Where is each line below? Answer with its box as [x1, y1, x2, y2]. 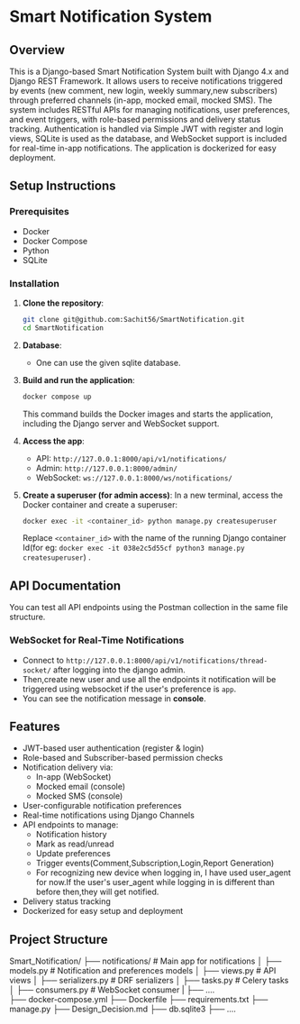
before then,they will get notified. [35, 886, 159, 898]
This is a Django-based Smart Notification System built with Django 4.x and [9, 66, 289, 77]
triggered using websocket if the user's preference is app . [22, 683, 237, 694]
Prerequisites [9, 206, 69, 218]
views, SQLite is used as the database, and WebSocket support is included [9, 133, 287, 143]
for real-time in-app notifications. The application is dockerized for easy [9, 142, 277, 153]
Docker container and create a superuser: [22, 498, 178, 510]
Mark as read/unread [35, 838, 114, 849]
